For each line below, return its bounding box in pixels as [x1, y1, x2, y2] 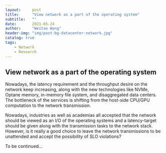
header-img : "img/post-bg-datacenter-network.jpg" [5, 31, 113, 36]
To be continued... [5, 143, 42, 149]
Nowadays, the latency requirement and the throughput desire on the [5, 81, 147, 87]
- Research [14, 49, 37, 54]
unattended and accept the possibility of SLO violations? [5, 133, 121, 139]
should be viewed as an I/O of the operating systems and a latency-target [5, 117, 156, 123]
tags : [5, 40, 16, 45]
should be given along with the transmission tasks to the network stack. [5, 123, 153, 129]
